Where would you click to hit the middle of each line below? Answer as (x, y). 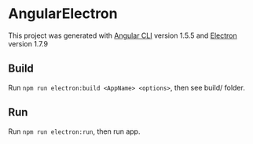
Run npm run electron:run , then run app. (74, 131)
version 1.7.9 (28, 43)
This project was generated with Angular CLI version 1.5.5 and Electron (123, 35)
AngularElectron (63, 14)
